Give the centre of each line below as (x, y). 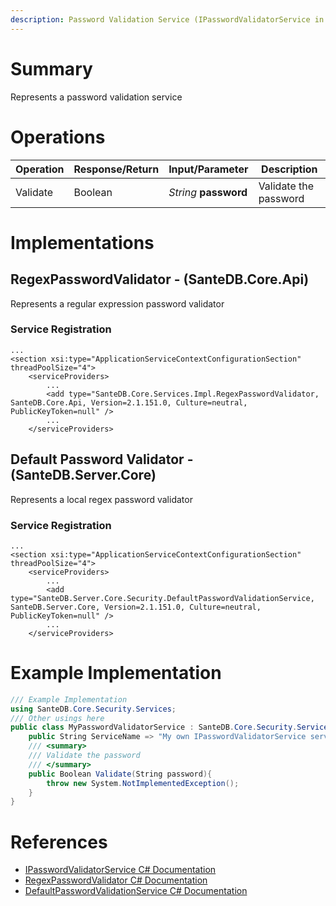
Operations (58, 137)
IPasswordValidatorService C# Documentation (120, 870)
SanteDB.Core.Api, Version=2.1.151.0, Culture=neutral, (129, 402)
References (59, 842)
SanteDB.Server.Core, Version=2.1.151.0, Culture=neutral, (136, 607)
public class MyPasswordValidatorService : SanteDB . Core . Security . (154, 727)
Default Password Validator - (102, 459)
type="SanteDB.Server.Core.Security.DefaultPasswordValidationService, (162, 598)
